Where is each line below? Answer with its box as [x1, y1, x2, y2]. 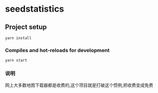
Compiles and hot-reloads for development [5, 47, 110, 54]
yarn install [5, 36, 32, 40]
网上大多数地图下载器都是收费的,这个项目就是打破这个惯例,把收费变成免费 [5, 82, 154, 88]
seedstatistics [5, 3, 65, 15]
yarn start [5, 58, 27, 63]
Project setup [5, 23, 47, 31]
